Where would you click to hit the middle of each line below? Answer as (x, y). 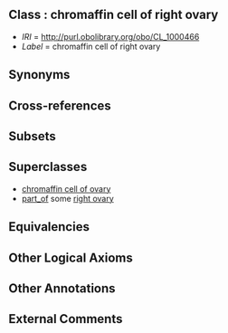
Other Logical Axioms (71, 257)
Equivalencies (49, 227)
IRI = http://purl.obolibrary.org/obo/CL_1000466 (110, 36)
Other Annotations (62, 288)
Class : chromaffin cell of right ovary (114, 15)
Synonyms (39, 75)
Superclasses (48, 167)
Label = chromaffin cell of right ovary (91, 46)
